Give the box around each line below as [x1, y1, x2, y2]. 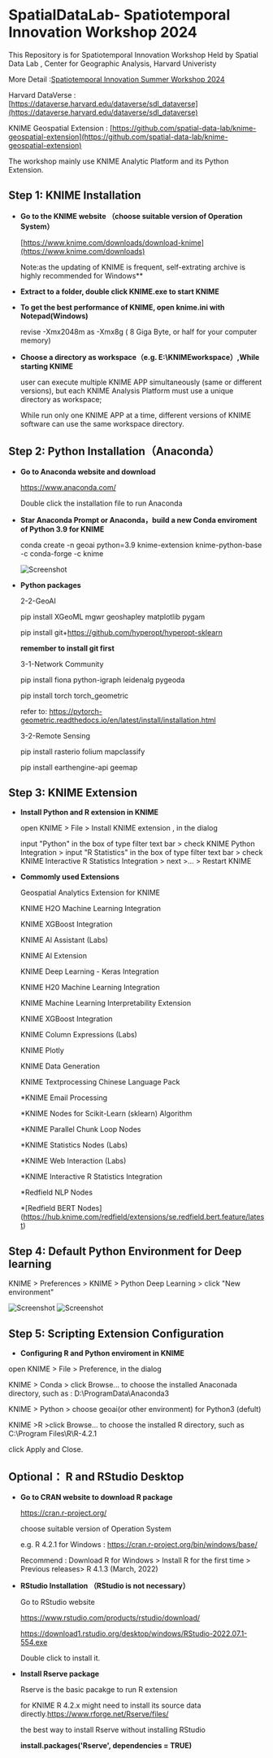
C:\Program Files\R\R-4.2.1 [8, 1429, 97, 1438]
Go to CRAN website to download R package [19, 1492, 173, 1502]
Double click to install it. [19, 1653, 101, 1663]
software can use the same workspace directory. [19, 419, 184, 428]
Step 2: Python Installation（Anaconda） [8, 445, 220, 458]
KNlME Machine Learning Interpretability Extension [19, 998, 192, 1008]
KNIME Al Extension [19, 951, 88, 961]
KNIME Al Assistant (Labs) [19, 935, 108, 945]
